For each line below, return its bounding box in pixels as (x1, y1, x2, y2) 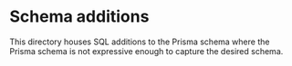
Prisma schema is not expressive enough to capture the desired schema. (9, 45, 284, 56)
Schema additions (9, 6, 150, 27)
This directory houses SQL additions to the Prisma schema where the (9, 36, 270, 47)
